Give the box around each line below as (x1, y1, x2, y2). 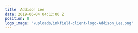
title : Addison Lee (5, 7, 45, 12)
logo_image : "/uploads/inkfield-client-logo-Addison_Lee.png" (5, 20, 134, 26)
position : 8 (5, 16, 29, 21)
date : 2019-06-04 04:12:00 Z (5, 12, 64, 16)
